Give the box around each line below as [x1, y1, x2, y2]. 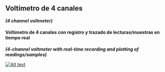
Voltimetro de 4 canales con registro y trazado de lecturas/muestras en [5, 29, 160, 35]
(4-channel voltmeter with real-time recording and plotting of [5, 46, 139, 53]
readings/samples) [5, 52, 47, 58]
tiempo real [5, 35, 30, 41]
